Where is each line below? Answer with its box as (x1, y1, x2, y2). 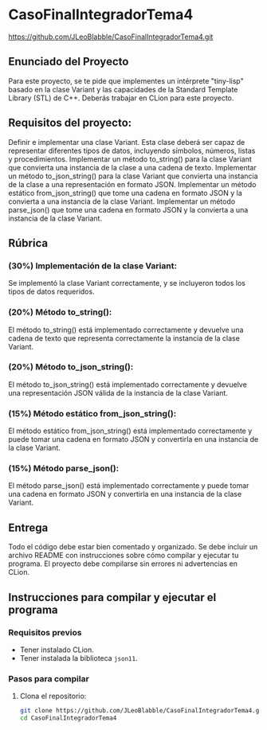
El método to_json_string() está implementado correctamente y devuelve (8, 380, 247, 389)
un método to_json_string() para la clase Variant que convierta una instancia (8, 171, 258, 181)
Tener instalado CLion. (19, 645, 94, 654)
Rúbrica (8, 236, 49, 250)
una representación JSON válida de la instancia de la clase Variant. (8, 388, 229, 397)
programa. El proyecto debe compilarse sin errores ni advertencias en (8, 559, 238, 568)
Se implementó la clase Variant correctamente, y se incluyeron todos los (8, 279, 245, 288)
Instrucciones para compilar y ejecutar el (8, 591, 217, 604)
